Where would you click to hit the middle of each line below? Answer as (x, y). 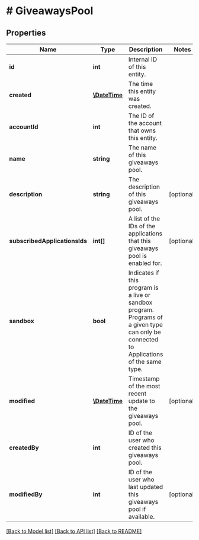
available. (142, 517)
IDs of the (142, 226)
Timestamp (144, 379)
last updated (146, 487)
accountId (24, 127)
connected (143, 339)
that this (139, 241)
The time (141, 84)
